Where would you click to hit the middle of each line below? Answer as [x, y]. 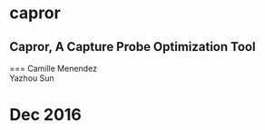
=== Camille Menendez [54, 68]
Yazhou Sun [32, 78]
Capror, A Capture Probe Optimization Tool [132, 47]
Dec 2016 [45, 115]
